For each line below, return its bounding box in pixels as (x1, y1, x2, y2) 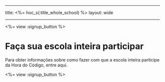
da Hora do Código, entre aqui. (5, 62, 68, 68)
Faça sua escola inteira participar (5, 41, 144, 52)
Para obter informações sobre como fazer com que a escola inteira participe (5, 57, 160, 62)
